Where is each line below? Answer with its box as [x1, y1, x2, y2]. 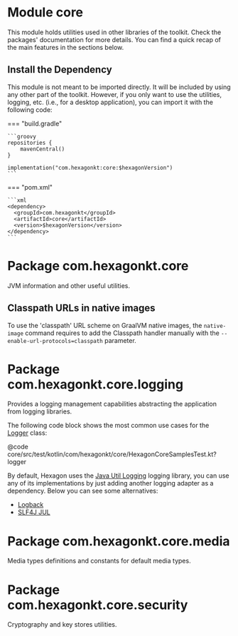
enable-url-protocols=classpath [7, 337, 103, 344]
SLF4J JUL [17, 508, 51, 517]
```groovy [7, 133, 37, 140]
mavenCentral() [20, 145, 65, 153]
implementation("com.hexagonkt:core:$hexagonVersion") [7, 164, 173, 171]
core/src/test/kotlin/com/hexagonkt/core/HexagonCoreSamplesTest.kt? [7, 450, 217, 458]
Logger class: [7, 429, 48, 437]
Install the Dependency [7, 63, 112, 76]
